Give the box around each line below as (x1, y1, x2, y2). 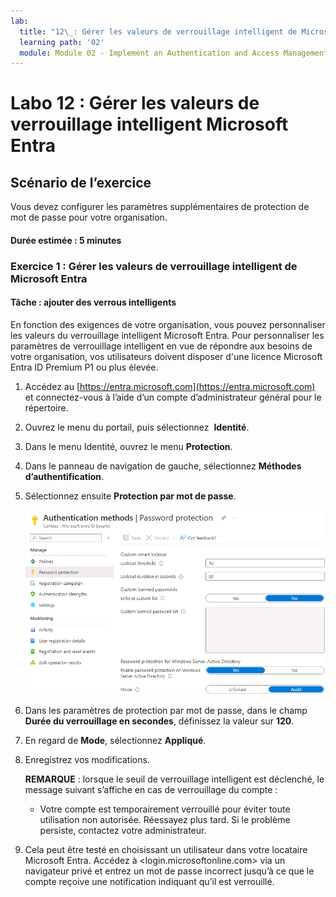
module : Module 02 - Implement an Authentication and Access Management (19, 48, 329, 58)
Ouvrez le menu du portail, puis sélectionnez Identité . (24, 421, 250, 433)
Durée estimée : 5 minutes (10, 234, 122, 246)
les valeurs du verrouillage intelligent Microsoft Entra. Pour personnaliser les (10, 329, 325, 341)
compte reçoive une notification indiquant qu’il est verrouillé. (24, 876, 275, 888)
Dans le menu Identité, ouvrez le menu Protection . (24, 440, 233, 452)
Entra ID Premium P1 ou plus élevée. (10, 361, 159, 373)
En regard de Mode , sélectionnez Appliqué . (24, 735, 207, 747)
